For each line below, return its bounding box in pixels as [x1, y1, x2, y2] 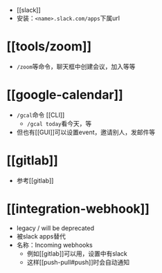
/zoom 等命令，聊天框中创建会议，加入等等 [16, 62, 136, 70]
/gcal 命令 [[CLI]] [16, 111, 65, 119]
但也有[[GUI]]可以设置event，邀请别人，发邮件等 [16, 128, 156, 136]
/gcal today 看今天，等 [26, 119, 92, 127]
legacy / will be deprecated [16, 224, 95, 232]
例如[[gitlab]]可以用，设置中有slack [26, 249, 127, 258]
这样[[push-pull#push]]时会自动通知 [26, 258, 129, 266]
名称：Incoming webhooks [16, 241, 93, 249]
